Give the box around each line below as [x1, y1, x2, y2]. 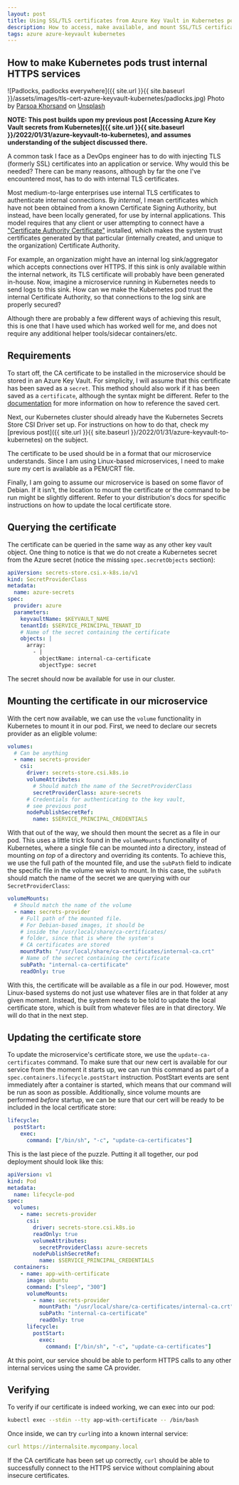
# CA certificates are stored [20, 942, 110, 949]
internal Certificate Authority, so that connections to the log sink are [7, 293, 206, 302]
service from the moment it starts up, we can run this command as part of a [7, 1065, 229, 1074]
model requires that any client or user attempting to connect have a [7, 218, 205, 228]
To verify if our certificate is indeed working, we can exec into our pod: [7, 1402, 216, 1412]
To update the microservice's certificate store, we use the [7, 1050, 177, 1059]
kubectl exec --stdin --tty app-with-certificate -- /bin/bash [7, 1417, 199, 1424]
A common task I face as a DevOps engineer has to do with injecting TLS [7, 152, 221, 161]
